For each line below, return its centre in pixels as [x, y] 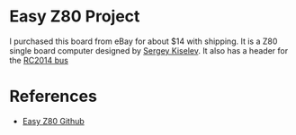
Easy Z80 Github [54, 121]
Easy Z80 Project [75, 17]
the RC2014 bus [39, 60]
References [53, 97]
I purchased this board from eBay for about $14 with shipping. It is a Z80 [144, 41]
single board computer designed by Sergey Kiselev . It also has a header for [149, 50]
